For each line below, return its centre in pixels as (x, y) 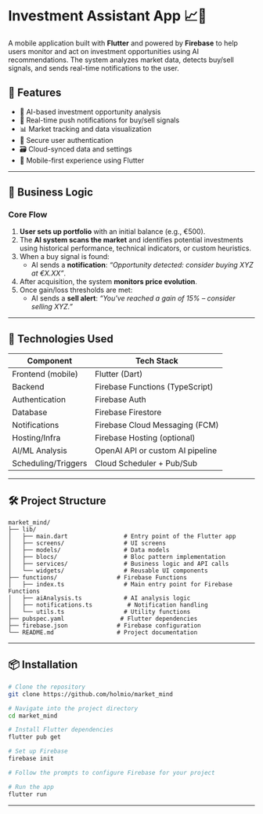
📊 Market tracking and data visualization (85, 129)
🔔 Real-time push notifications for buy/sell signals (99, 120)
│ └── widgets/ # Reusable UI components (108, 571)
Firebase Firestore (128, 412)
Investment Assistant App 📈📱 (108, 16)
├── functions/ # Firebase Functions (98, 578)
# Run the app (31, 787)
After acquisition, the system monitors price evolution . (108, 282)
